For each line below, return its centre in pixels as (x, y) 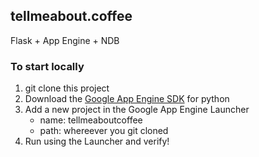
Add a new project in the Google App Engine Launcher (137, 110)
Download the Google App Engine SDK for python (127, 99)
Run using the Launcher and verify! (97, 141)
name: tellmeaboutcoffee (91, 120)
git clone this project (67, 88)
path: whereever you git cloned (104, 131)
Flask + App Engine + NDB (65, 40)
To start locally (47, 66)
